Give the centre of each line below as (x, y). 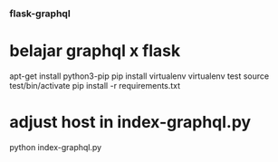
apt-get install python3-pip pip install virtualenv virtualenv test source (139, 76)
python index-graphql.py (56, 147)
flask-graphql (40, 14)
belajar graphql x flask (95, 51)
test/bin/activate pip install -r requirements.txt (95, 85)
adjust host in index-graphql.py (130, 123)
